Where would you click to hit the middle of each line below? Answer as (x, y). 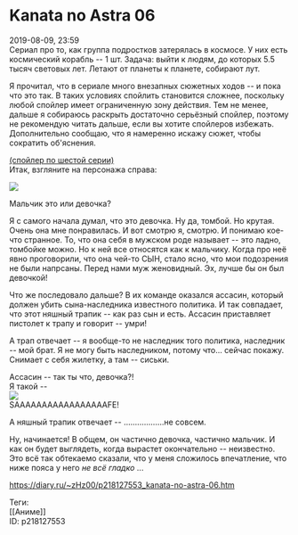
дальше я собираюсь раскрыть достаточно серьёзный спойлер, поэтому (149, 114)
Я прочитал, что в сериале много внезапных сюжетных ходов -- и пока (145, 86)
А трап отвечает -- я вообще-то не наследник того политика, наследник (147, 341)
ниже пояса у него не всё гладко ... (77, 467)
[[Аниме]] (28, 511)
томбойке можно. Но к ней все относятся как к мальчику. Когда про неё (148, 249)
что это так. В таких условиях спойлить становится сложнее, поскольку (147, 95)
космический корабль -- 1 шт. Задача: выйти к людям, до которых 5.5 (142, 59)
